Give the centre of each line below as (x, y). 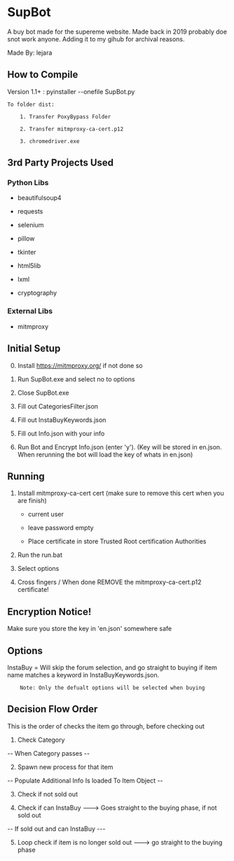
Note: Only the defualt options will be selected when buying (112, 688)
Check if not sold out (48, 794)
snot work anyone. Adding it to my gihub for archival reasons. (96, 39)
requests (30, 212)
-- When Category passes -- (48, 753)
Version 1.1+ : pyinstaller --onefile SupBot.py (71, 91)
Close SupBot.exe (43, 393)
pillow (26, 238)
